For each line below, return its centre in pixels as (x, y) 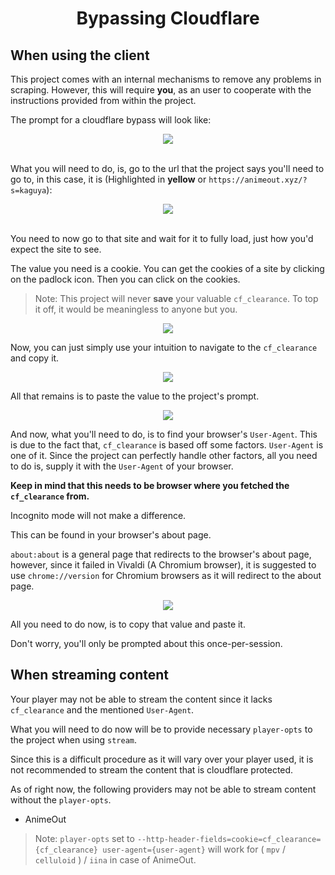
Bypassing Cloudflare (168, 18)
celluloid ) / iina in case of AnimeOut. (115, 859)
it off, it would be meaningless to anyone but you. (136, 309)
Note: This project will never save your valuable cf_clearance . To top (176, 298)
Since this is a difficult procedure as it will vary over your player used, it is (162, 759)
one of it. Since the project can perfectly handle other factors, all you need (164, 455)
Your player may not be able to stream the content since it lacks (141, 699)
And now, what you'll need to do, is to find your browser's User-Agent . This (164, 434)
